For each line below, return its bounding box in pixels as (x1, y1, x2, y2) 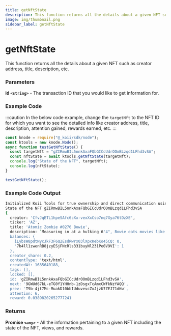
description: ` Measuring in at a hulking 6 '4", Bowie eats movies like (10, 230, 165, 235)
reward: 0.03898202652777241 (10, 296, 72, 301)
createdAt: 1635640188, (10, 263, 60, 268)
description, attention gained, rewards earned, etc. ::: (5, 125, 117, 131)
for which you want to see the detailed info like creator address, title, (5, 120, 149, 126)
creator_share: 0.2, (10, 253, 53, 258)
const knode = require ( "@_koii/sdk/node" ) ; (5, 135, 99, 140)
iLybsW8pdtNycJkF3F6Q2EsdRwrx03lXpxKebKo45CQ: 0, (14, 239, 122, 244)
